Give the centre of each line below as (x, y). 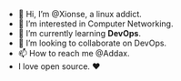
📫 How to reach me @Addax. (74, 53)
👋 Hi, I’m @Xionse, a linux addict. (80, 14)
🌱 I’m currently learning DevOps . (79, 33)
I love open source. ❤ (59, 66)
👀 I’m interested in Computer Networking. (96, 24)
